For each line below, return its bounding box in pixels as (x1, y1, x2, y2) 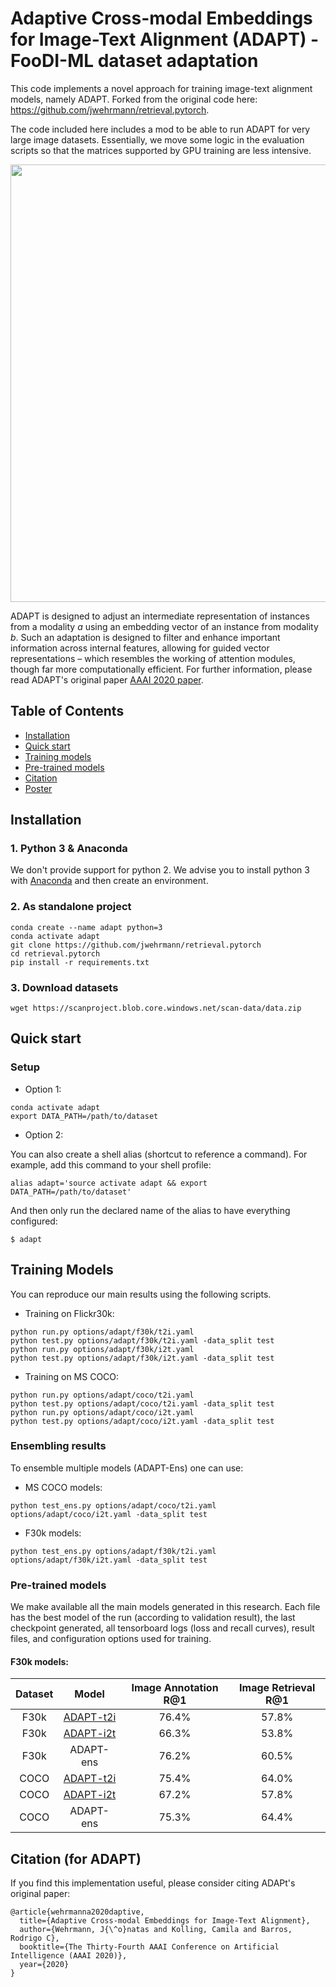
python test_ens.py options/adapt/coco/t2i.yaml (10, 1500, 217, 1511)
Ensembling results (10, 1439, 107, 1453)
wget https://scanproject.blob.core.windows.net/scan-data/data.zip (10, 1003, 302, 1014)
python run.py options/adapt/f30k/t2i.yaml (10, 1327, 195, 1337)
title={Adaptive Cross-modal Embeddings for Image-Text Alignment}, (19, 1916, 311, 1926)
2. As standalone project (10, 900, 132, 914)
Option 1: (24, 1083, 62, 1095)
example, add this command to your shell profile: (10, 1158, 212, 1171)
